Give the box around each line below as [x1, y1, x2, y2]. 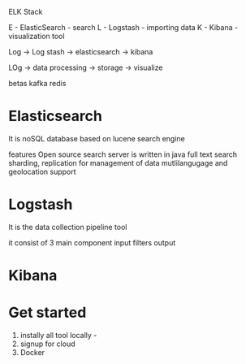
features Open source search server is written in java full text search [8, 149, 238, 159]
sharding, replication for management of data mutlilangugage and [8, 158, 228, 167]
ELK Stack [8, 7, 43, 16]
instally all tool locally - [19, 331, 97, 340]
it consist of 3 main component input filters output [8, 237, 176, 247]
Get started [8, 304, 87, 322]
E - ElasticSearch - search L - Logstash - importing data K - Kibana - [8, 23, 238, 32]
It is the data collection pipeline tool [8, 222, 127, 232]
